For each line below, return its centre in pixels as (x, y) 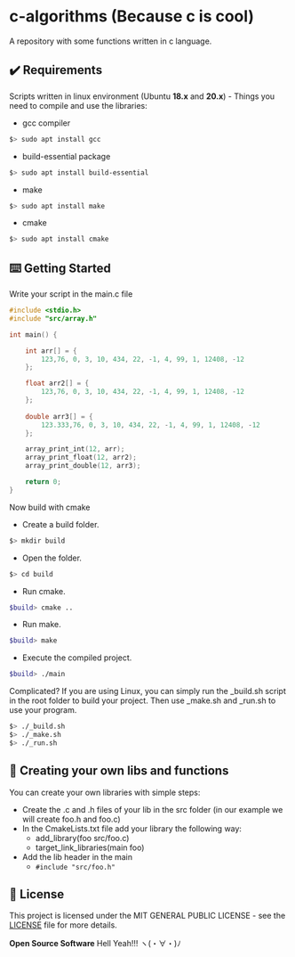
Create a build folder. (60, 524)
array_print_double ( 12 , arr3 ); (83, 466)
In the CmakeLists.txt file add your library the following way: (132, 828)
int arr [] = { (51, 351)
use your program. (43, 710)
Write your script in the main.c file (71, 294)
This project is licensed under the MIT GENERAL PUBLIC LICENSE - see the (147, 916)
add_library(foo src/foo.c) (82, 838)
